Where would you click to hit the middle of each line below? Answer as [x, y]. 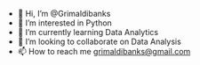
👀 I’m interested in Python [65, 23]
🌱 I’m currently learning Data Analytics [88, 32]
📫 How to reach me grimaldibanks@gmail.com [104, 51]
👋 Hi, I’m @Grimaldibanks [64, 14]
